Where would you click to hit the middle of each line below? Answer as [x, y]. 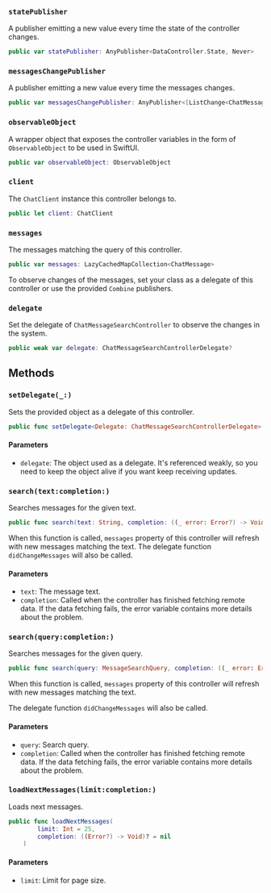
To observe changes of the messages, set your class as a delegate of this [131, 280]
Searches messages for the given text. [73, 508]
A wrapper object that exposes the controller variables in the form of [122, 139]
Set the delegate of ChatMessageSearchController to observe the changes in [134, 325]
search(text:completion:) [59, 491]
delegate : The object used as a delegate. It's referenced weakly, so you [139, 462]
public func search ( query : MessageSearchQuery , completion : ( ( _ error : [131, 669]
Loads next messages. [46, 807]
